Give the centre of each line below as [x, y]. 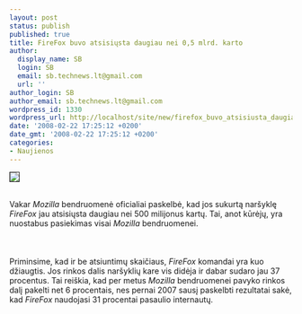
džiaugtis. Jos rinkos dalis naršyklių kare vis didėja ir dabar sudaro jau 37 [145, 271]
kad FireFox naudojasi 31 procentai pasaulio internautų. [111, 299]
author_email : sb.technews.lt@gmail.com [86, 101]
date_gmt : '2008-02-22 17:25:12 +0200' [84, 135]
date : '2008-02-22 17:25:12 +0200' [76, 126]
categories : [31, 143]
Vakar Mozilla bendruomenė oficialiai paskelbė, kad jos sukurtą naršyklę [143, 204]
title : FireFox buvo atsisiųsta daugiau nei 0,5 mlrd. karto [126, 43]
